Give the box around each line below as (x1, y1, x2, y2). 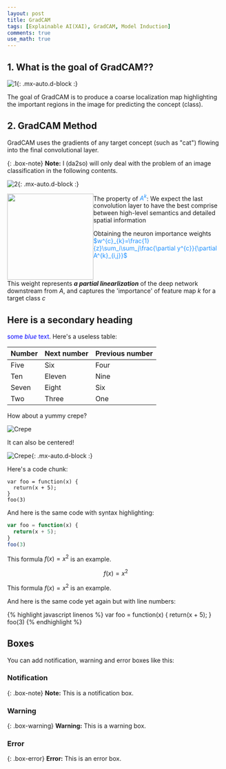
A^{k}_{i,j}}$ (93, 252, 127, 260)
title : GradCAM (7, 17, 51, 23)
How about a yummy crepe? (7, 411, 88, 420)
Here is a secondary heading (7, 314, 133, 326)
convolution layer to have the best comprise (93, 201, 218, 210)
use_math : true (7, 36, 51, 43)
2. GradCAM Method (7, 120, 98, 132)
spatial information (93, 216, 147, 225)
